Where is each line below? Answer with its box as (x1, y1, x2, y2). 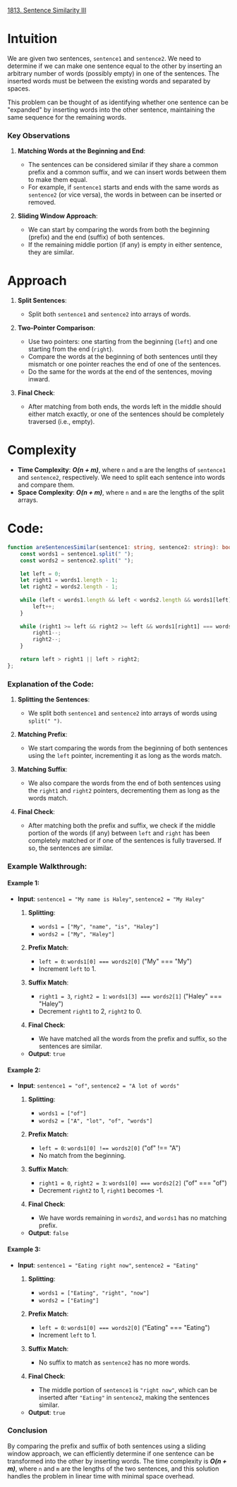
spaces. (7, 84, 30, 93)
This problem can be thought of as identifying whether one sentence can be (7, 98, 229, 106)
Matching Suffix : (17, 764, 68, 774)
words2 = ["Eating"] (38, 1297, 99, 1304)
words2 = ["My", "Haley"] (38, 931, 115, 938)
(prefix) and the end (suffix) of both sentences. (28, 233, 165, 241)
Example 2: (7, 1065, 41, 1074)
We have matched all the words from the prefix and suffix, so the (38, 1035, 227, 1043)
